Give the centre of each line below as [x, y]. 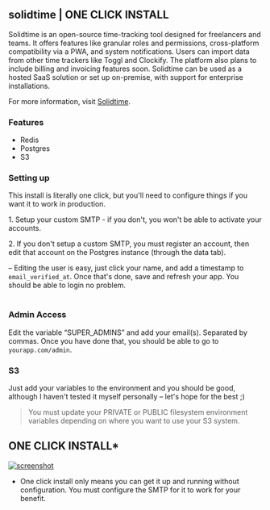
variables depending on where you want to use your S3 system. [134, 421]
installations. [29, 86]
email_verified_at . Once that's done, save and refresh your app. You [124, 277]
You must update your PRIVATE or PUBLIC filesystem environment [138, 412]
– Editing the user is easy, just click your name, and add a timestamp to [126, 268]
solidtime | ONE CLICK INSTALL [89, 15]
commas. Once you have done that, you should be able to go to [114, 341]
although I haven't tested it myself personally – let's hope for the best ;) [127, 397]
